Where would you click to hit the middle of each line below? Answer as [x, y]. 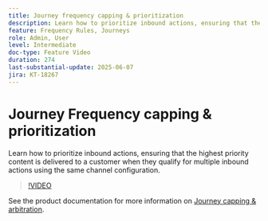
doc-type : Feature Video [49, 52]
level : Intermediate [43, 45]
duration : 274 [32, 60]
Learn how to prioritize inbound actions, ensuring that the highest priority [128, 153]
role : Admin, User [39, 38]
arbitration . [26, 209]
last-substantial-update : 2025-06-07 [71, 68]
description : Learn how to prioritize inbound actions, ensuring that [128, 23]
